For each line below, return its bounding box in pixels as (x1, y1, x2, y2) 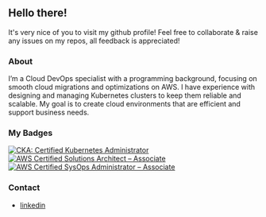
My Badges (8, 127, 53, 138)
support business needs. (8, 107, 90, 118)
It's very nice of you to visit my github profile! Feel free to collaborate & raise (8, 27, 258, 37)
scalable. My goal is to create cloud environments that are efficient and (8, 99, 241, 109)
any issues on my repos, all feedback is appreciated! (8, 36, 180, 45)
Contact (8, 182, 40, 193)
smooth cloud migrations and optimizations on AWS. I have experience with (8, 83, 256, 92)
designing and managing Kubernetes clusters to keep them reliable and (8, 91, 242, 100)
